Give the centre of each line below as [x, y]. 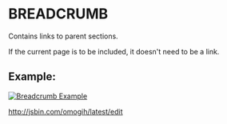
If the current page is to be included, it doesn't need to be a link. [114, 51]
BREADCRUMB [58, 14]
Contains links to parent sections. [63, 36]
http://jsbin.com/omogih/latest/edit [66, 111]
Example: [32, 77]
